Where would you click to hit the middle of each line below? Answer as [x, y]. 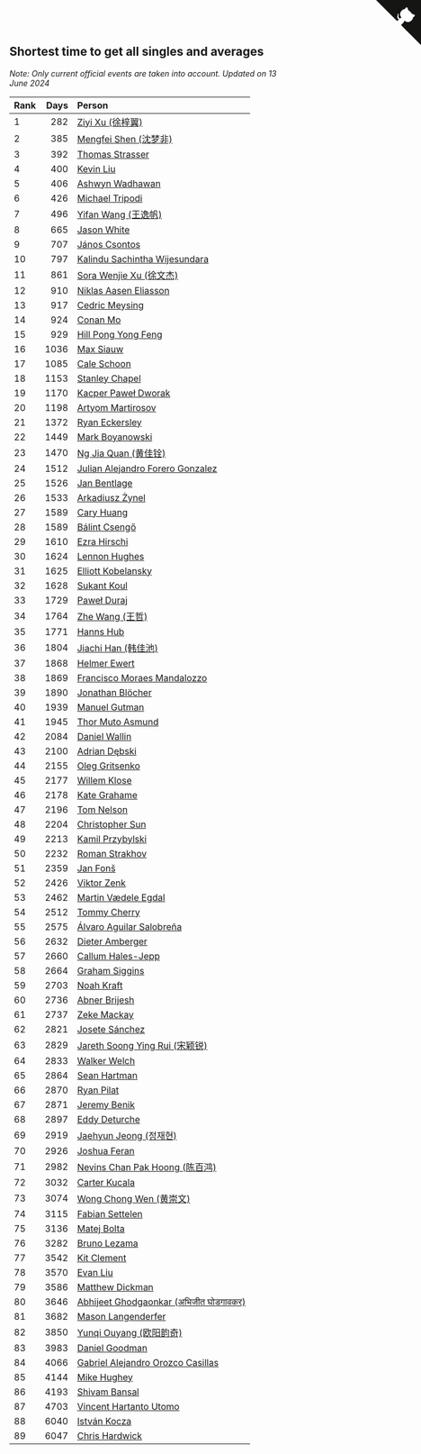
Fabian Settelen [110, 1213]
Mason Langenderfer [121, 1316]
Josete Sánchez [111, 1029]
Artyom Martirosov [116, 407]
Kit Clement [102, 1258]
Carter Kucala [106, 1182]
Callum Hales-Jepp [118, 956]
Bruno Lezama [107, 1243]
